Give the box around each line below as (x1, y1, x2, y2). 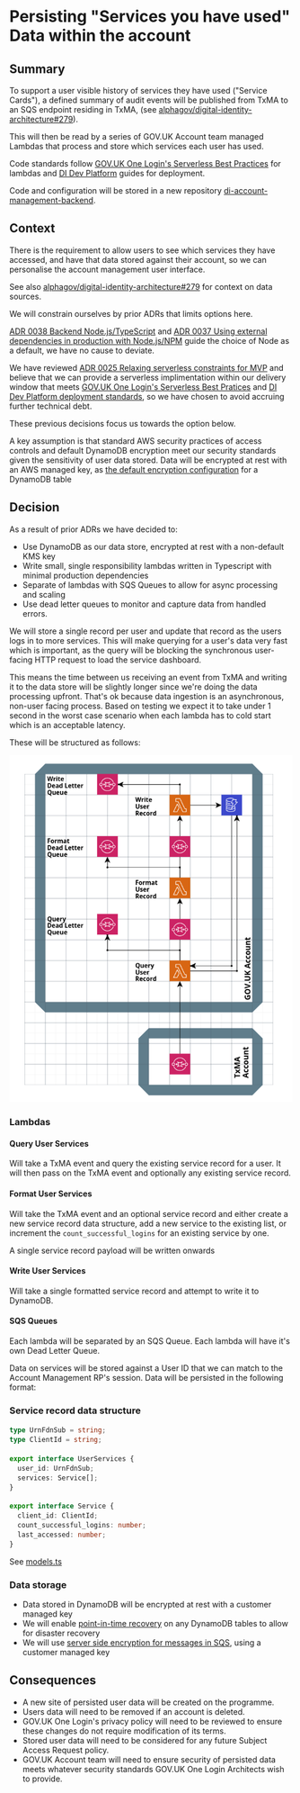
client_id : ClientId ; (17, 1511, 99, 1520)
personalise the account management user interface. (9, 264, 206, 275)
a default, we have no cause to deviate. (9, 345, 155, 356)
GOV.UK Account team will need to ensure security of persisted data (22, 1753, 277, 1765)
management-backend (9, 195, 94, 205)
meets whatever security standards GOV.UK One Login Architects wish (22, 1763, 285, 1774)
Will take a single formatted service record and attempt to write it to (9, 1285, 260, 1296)
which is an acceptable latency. (9, 719, 126, 730)
